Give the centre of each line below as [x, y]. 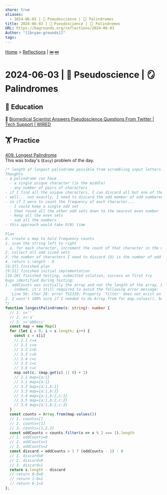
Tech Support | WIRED [28, 124]
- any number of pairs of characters [49, 188]
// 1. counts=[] [26, 419]
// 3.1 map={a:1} [32, 382]
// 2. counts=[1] [28, 423]
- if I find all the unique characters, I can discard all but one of [80, 193]
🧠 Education [24, 107]
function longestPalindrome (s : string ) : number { [58, 308]
